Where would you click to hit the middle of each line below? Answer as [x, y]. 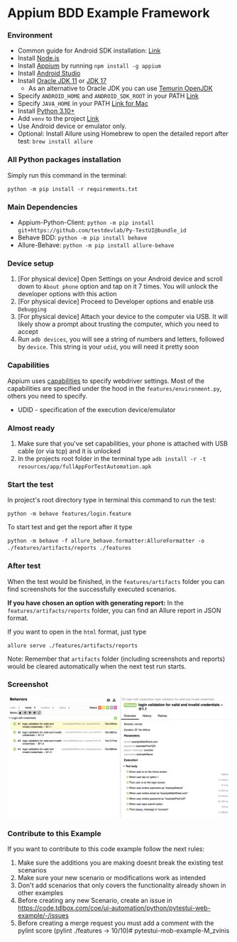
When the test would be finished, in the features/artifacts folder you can [116, 581]
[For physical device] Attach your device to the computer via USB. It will [123, 317]
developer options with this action [67, 294]
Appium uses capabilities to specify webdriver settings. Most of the [106, 381]
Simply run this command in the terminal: [67, 175]
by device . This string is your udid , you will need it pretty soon [108, 347]
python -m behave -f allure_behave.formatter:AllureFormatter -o [106, 541]
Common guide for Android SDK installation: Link [89, 50]
